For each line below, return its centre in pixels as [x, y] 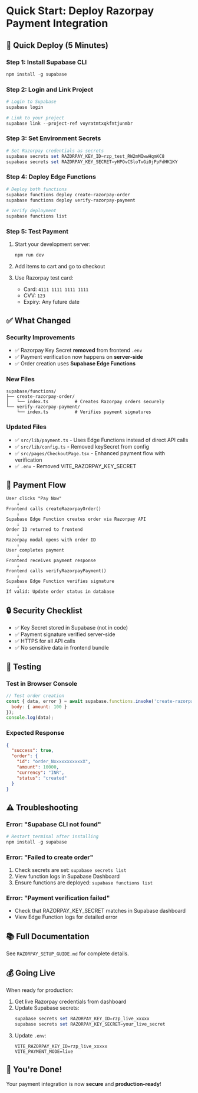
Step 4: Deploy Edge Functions [51, 177]
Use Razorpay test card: [44, 278]
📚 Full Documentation [48, 936]
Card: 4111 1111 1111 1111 [56, 289]
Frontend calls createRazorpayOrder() [54, 509]
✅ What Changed [39, 320]
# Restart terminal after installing [52, 837]
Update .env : [30, 1035]
